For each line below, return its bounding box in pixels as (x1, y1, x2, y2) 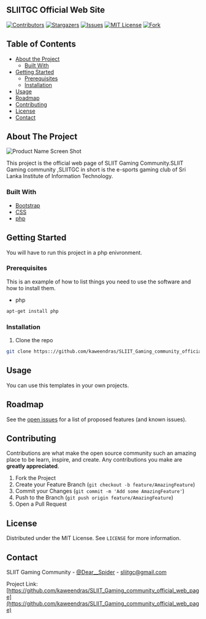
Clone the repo (15, 337, 53, 344)
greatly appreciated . (6, 462, 59, 470)
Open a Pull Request (15, 500, 67, 508)
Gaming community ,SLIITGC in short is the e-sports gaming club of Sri (6, 166, 186, 173)
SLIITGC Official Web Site (6, 5, 105, 15)
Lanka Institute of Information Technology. (6, 173, 113, 180)
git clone (6, 348, 32, 355)
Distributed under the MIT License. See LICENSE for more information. (6, 535, 181, 542)
